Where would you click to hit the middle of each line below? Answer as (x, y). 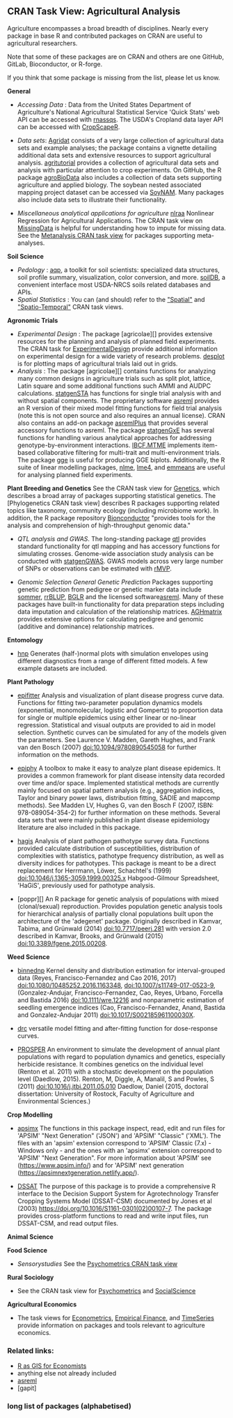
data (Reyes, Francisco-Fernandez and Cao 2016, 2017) (97, 978)
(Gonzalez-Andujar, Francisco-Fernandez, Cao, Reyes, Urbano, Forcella (120, 993)
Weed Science (29, 957)
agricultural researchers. (42, 43)
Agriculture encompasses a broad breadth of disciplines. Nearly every (108, 28)
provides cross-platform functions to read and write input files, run (113, 1216)
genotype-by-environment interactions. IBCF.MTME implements (109, 445)
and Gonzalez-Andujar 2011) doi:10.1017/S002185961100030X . (106, 1015)
